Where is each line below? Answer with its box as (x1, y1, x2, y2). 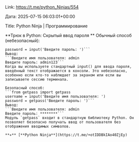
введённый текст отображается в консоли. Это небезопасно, (5, 68, 128, 73)
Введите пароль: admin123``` (5, 60, 64, 65)
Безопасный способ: (5, 85, 45, 90)
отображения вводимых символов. (5, 124, 71, 129)
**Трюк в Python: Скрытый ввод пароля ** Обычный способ (5, 33, 132, 38)
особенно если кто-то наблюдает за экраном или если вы (5, 73, 121, 78)
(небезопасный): (5, 38, 40, 43)
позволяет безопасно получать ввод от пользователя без (5, 120, 121, 124)
